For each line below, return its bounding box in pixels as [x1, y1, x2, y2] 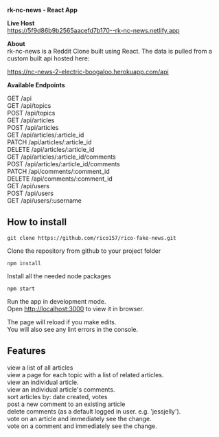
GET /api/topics [7, 102, 51, 109]
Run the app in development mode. [7, 297, 106, 305]
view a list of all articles [7, 363, 73, 372]
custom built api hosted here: [7, 54, 90, 63]
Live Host [7, 19, 35, 27]
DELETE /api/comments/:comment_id [7, 175, 113, 183]
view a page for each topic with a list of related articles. [7, 370, 164, 379]
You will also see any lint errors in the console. [7, 325, 139, 333]
